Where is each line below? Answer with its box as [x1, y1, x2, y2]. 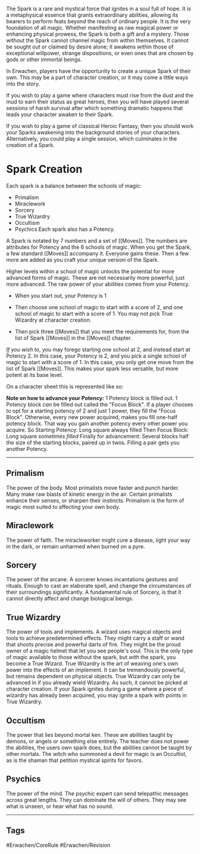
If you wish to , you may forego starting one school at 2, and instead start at [6, 346, 190, 353]
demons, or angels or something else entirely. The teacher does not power [6, 738, 189, 745]
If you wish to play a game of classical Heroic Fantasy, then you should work [6, 123, 194, 129]
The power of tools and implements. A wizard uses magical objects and [6, 628, 182, 636]
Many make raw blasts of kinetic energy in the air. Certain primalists [6, 490, 173, 498]
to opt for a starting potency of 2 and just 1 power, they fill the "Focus [6, 407, 176, 414]
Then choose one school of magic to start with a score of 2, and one [14, 303, 183, 310]
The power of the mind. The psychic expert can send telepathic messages [6, 789, 189, 797]
